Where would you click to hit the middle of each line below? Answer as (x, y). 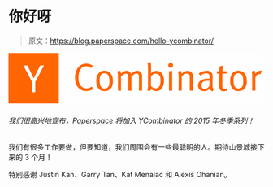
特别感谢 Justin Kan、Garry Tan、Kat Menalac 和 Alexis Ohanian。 (120, 175)
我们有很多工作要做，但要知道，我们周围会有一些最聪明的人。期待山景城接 (133, 147)
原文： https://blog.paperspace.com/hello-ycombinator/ (121, 41)
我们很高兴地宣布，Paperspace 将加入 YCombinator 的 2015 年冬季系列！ (131, 120)
